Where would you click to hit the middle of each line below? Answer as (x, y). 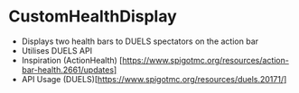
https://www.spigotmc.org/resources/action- (206, 60)
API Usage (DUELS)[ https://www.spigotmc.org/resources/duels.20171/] (154, 79)
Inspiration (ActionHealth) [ (72, 60)
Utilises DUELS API (56, 50)
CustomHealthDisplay (93, 17)
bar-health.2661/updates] (69, 70)
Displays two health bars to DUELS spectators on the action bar (140, 41)
